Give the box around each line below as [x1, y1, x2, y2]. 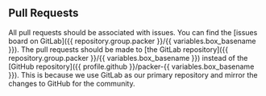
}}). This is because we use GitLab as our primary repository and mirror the [8, 70, 258, 79]
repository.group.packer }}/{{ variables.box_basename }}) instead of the [8, 53, 248, 62]
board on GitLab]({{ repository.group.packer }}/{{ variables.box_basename [8, 36, 256, 46]
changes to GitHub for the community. [8, 78, 135, 88]
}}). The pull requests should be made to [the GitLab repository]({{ [8, 44, 228, 54]
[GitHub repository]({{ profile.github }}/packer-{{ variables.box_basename [8, 62, 255, 71]
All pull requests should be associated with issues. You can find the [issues [8, 27, 258, 37]
